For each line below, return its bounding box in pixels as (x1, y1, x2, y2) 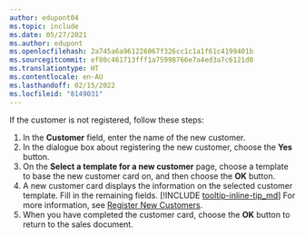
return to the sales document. (22, 219, 133, 230)
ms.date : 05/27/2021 (9, 30, 88, 39)
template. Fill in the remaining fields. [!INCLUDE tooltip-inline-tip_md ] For (22, 190, 296, 201)
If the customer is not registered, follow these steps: (9, 114, 204, 125)
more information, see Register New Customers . (22, 199, 203, 210)
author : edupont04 (9, 13, 79, 23)
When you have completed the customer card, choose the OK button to (22, 209, 290, 220)
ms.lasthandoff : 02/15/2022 (9, 81, 116, 90)
